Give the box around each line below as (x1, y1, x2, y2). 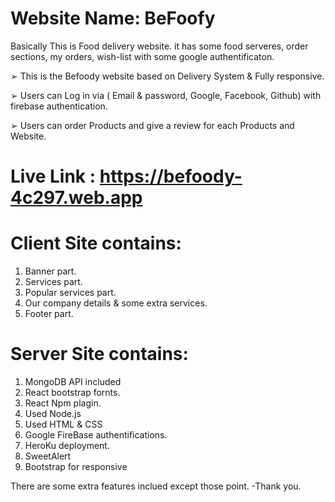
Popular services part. (24, 287, 117, 299)
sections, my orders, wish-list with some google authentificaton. (10, 50, 275, 62)
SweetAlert (24, 450, 72, 462)
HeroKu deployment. (24, 440, 110, 451)
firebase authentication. (10, 100, 108, 112)
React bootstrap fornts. (24, 387, 121, 398)
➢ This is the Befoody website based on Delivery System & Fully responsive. (10, 70, 325, 82)
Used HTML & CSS (24, 418, 103, 430)
